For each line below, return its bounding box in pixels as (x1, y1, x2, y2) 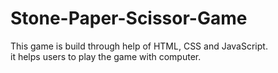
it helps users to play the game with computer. (10, 50, 202, 62)
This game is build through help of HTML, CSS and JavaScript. (10, 40, 268, 52)
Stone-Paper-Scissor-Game (10, 7, 248, 30)
